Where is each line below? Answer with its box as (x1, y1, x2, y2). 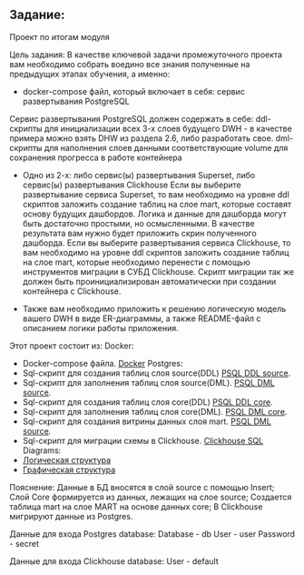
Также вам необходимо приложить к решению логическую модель (22, 303, 287, 314)
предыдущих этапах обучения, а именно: (9, 68, 171, 79)
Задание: (9, 7, 65, 23)
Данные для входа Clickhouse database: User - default (9, 555, 220, 567)
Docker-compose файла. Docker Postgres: (22, 358, 183, 368)
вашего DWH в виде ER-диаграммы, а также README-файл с (22, 313, 261, 324)
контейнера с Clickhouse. (22, 286, 122, 297)
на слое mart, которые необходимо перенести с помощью (22, 257, 251, 267)
